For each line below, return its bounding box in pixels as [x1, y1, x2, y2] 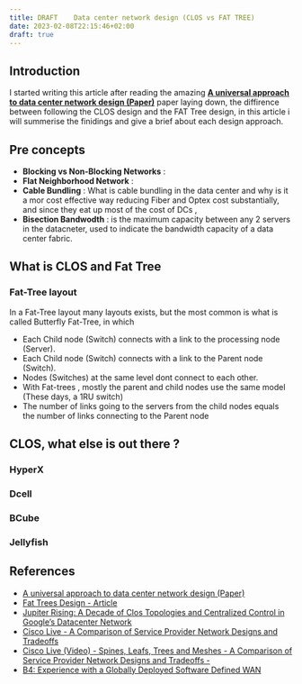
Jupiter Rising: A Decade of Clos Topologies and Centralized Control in [22, 606, 285, 617]
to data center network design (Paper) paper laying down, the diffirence [9, 96, 280, 108]
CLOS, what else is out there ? [9, 436, 180, 451]
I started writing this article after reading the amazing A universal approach [9, 87, 290, 98]
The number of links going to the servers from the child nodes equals [22, 400, 280, 411]
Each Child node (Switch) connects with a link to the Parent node [22, 352, 263, 363]
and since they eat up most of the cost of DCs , [22, 205, 198, 214]
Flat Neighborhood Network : [22, 176, 134, 186]
